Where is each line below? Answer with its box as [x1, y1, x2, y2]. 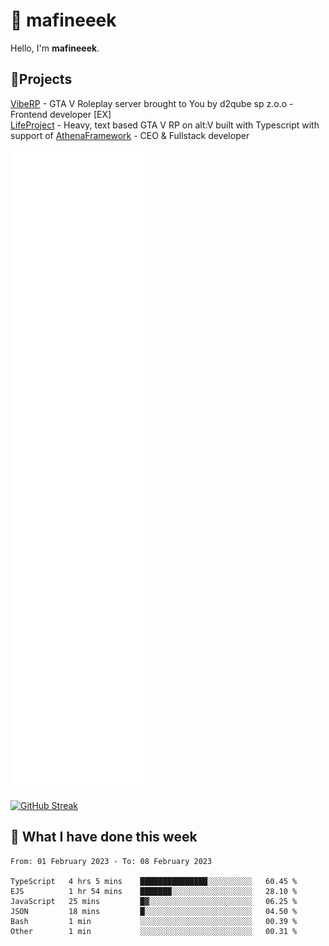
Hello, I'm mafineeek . [10, 42, 100, 54]
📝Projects [10, 71, 73, 88]
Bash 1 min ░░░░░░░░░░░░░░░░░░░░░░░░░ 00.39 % [10, 916, 298, 926]
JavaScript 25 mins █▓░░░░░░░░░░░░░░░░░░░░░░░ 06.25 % [10, 896, 298, 906]
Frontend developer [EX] [10, 108, 112, 120]
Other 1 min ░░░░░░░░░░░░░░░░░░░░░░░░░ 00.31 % [10, 926, 298, 936]
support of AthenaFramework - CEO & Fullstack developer [10, 129, 250, 141]
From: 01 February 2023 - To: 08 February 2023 [10, 856, 213, 866]
